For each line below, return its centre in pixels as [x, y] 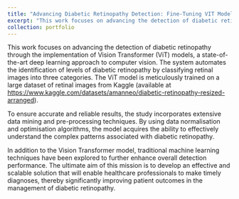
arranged [21, 100]
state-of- [215, 55]
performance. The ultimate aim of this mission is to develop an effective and [119, 166]
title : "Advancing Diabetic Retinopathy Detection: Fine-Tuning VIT [111, 14]
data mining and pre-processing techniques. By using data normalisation [114, 122]
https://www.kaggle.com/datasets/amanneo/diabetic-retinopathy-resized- [116, 92]
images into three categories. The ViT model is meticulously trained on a [113, 77]
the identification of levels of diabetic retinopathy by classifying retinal [110, 70]
